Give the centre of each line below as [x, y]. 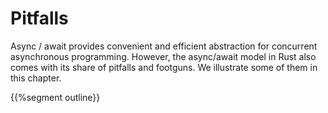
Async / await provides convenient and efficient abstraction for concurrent [164, 46]
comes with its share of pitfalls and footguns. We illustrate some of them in [164, 67]
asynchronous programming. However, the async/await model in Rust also [163, 56]
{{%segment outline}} [55, 97]
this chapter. [36, 78]
